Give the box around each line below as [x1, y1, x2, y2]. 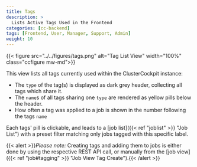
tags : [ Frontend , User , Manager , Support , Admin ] [6, 31, 131, 37]
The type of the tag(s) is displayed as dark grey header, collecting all [14, 81, 182, 89]
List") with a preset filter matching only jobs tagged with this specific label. [6, 130, 188, 137]
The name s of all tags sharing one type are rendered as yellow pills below [14, 94, 192, 101]
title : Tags [6, 8, 35, 15]
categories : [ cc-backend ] [6, 25, 70, 31]
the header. [14, 100, 43, 107]
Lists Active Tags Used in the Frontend [11, 19, 112, 25]
